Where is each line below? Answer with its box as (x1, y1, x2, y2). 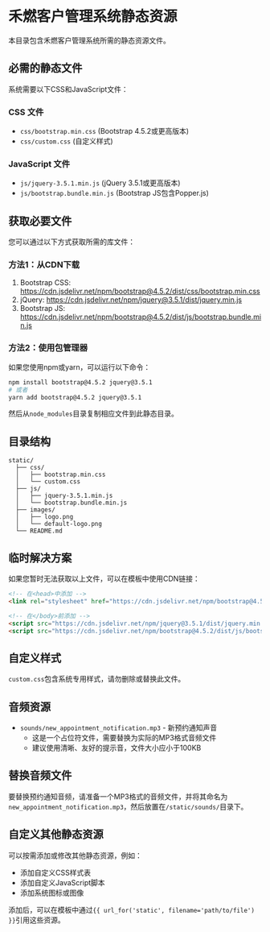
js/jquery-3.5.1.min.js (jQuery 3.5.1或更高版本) (19, 178, 181, 188)
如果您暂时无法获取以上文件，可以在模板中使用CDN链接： (8, 574, 200, 583)
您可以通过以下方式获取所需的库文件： (8, 237, 135, 246)
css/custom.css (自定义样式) (19, 136, 114, 146)
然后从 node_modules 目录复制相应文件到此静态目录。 (8, 408, 178, 419)
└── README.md (15, 527, 63, 536)
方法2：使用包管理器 (8, 342, 88, 354)
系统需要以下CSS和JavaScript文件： (8, 84, 129, 93)
